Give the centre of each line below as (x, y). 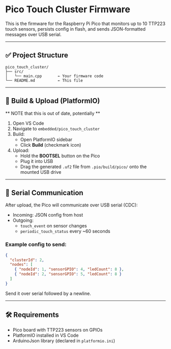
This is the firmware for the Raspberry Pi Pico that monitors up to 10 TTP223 (85, 24)
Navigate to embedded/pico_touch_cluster (56, 128)
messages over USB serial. (34, 34)
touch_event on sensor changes (54, 226)
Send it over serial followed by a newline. (48, 293)
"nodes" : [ (21, 265)
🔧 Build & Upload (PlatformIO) (53, 101)
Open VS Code (28, 123)
